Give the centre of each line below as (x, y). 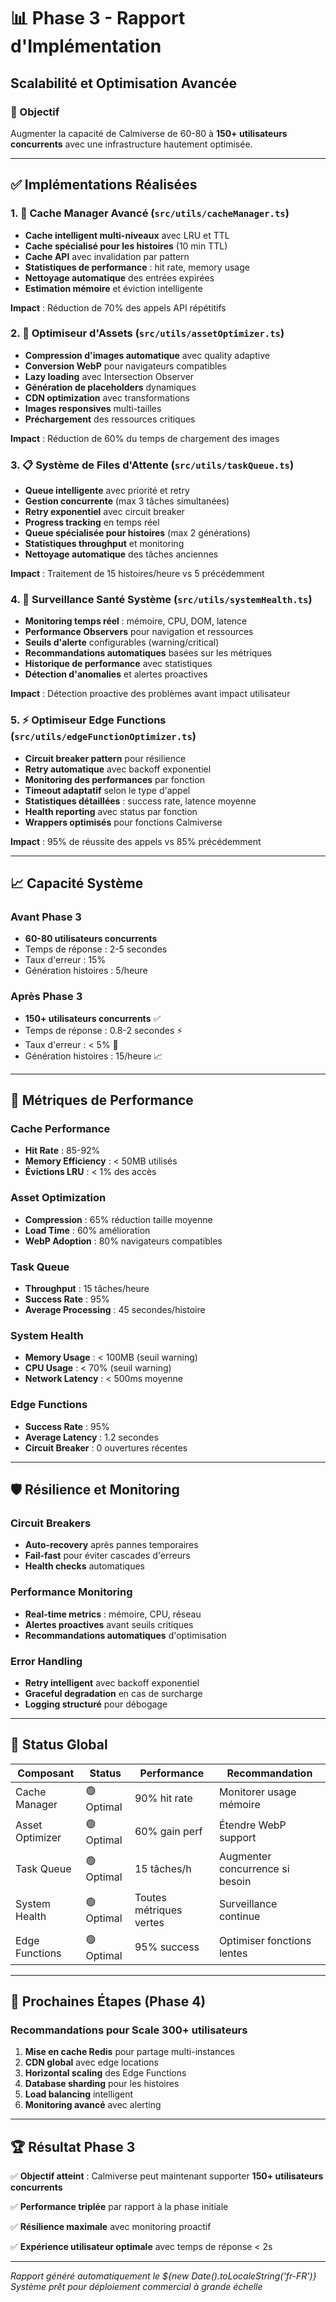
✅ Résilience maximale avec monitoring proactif (111, 2227)
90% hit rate (163, 1798)
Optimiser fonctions (265, 1941)
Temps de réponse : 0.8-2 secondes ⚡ (103, 1030)
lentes (233, 1953)
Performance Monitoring (71, 1592)
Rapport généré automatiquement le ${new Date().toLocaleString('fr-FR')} (163, 2276)
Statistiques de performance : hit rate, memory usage (137, 267)
